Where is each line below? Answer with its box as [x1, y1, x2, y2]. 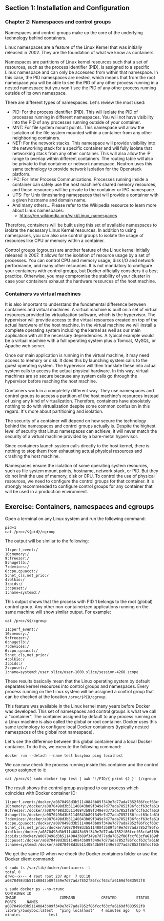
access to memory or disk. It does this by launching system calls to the [5, 357, 148, 363]
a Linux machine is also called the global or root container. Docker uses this [5, 719, 157, 724]
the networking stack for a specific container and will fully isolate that [12, 145, 152, 151]
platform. [12, 171, 31, 177]
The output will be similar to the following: [5, 538, 89, 543]
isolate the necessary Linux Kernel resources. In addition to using [5, 227, 137, 233]
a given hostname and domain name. [12, 197, 87, 203]
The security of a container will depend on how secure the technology [5, 418, 146, 423]
